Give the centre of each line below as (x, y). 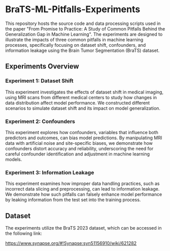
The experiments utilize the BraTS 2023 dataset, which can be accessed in (83, 228)
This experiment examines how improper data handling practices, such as (82, 183)
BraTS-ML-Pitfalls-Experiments (73, 9)
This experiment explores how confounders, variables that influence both (82, 132)
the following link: (24, 233)
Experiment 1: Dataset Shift (39, 81)
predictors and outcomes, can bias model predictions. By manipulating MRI (84, 138)
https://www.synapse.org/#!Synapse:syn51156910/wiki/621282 (71, 243)
